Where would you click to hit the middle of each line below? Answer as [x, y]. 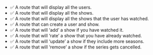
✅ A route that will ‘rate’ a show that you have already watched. [76, 36]
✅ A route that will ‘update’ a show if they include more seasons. [77, 41]
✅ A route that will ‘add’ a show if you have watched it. [67, 30]
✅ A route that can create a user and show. [55, 24]
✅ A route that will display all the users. [51, 7]
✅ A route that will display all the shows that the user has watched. [79, 19]
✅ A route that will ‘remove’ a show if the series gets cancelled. [76, 47]
